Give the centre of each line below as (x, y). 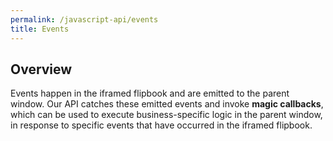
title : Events (40, 29)
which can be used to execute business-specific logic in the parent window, (166, 115)
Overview (41, 69)
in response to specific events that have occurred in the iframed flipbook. (161, 125)
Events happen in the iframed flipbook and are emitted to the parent (150, 93)
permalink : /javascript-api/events (84, 19)
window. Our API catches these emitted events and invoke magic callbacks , (167, 104)
